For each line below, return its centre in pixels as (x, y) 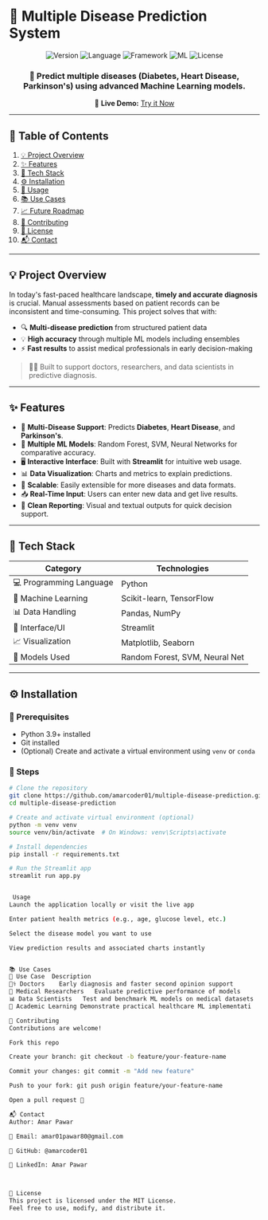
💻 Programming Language (63, 583)
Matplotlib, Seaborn (158, 643)
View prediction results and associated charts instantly (107, 948)
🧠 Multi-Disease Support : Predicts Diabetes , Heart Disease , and (128, 427)
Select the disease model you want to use (80, 933)
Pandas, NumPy (151, 613)
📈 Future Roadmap (52, 211)
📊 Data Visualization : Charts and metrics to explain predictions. (126, 473)
